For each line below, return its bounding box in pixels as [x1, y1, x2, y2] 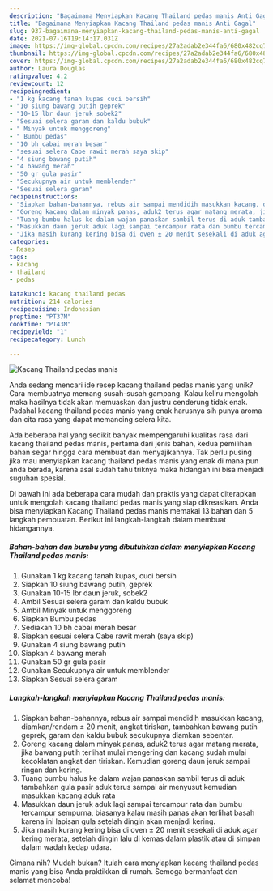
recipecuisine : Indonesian [9, 305, 100, 313]
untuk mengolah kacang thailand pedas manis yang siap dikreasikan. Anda [9, 497, 258, 507]
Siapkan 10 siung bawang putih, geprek [20, 580, 153, 590]
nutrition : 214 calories [9, 297, 93, 306]
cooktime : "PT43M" [9, 320, 71, 328]
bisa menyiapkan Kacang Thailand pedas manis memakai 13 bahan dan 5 [9, 506, 254, 516]
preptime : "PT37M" [9, 313, 71, 321]
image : [9, 42, 32, 50]
